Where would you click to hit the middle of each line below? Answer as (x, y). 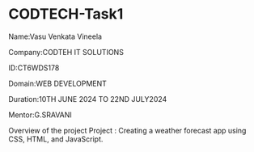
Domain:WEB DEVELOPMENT (58, 83)
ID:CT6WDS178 (34, 68)
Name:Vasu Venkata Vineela (55, 36)
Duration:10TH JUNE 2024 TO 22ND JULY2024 (88, 99)
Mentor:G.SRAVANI (40, 115)
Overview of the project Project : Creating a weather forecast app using (127, 130)
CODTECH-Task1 (66, 14)
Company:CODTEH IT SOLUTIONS (66, 52)
